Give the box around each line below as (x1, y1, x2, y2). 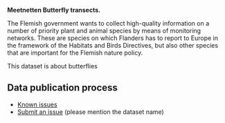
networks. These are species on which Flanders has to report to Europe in (7, 34, 219, 42)
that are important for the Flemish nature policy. (7, 48, 143, 57)
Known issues (17, 100, 57, 108)
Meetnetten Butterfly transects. (7, 6, 101, 14)
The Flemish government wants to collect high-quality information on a (7, 19, 210, 27)
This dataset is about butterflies (7, 62, 98, 70)
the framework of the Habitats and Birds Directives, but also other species (7, 41, 219, 49)
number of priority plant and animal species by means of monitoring (7, 27, 201, 35)
